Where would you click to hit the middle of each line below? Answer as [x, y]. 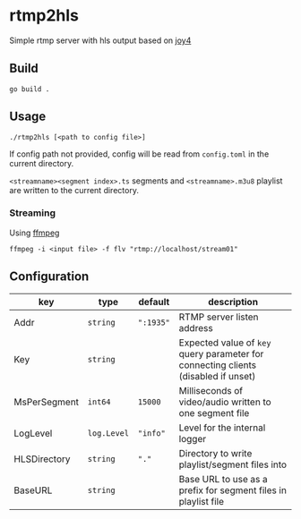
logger [193, 438]
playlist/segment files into [233, 464]
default [154, 302]
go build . [30, 89]
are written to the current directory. [74, 190]
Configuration [49, 277]
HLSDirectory [42, 459]
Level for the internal [222, 428]
